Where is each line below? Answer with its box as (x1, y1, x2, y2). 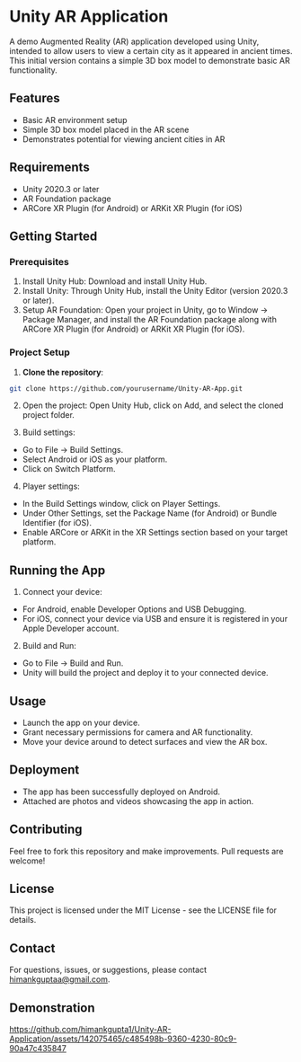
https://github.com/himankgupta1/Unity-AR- (9, 1024, 172, 1035)
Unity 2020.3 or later (22, 183, 100, 194)
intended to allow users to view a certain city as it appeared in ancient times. (9, 45, 293, 56)
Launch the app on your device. (22, 717, 141, 729)
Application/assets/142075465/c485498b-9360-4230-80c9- (9, 1033, 237, 1044)
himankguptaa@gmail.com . (9, 974, 111, 985)
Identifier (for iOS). (22, 518, 93, 528)
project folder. (22, 410, 75, 420)
